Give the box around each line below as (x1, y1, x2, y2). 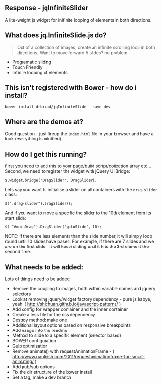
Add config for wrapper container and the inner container (12, 306, 128, 312)
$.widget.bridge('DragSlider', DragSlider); (5, 178, 97, 183)
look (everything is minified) (5, 136, 62, 142)
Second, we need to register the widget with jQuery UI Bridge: (5, 168, 131, 174)
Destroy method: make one (12, 317, 67, 323)
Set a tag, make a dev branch (12, 374, 72, 380)
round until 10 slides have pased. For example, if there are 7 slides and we (5, 238, 154, 245)
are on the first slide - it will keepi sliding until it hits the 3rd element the (5, 244, 149, 249)
